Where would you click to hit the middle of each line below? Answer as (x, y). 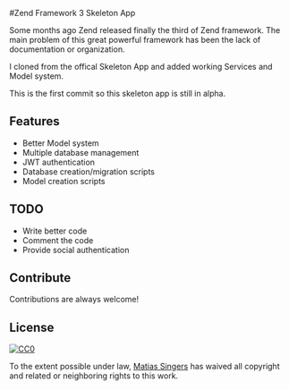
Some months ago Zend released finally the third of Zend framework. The (145, 30)
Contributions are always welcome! (74, 300)
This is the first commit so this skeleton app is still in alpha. (118, 93)
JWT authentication (59, 162)
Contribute (40, 278)
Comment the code (58, 240)
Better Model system (61, 143)
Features (34, 121)
